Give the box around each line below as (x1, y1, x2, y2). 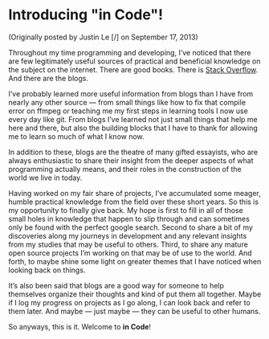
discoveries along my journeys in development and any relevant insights (8, 231, 247, 240)
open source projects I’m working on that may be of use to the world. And (8, 247, 252, 258)
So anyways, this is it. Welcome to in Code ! (8, 321, 151, 331)
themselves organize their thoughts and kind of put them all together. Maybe (8, 289, 262, 299)
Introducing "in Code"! (8, 6, 163, 24)
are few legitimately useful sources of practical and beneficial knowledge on (8, 56, 261, 66)
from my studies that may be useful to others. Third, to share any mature (8, 239, 249, 249)
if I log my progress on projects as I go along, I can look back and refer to (8, 297, 251, 307)
